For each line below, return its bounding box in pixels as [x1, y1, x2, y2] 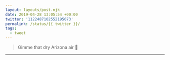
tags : [5, 26, 17, 31]
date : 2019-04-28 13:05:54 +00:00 [5, 12, 78, 17]
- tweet [10, 30, 26, 35]
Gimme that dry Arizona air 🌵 [17, 44, 78, 50]
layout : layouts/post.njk [5, 7, 60, 12]
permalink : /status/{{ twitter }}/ [5, 21, 80, 26]
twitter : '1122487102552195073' [5, 16, 73, 21]
